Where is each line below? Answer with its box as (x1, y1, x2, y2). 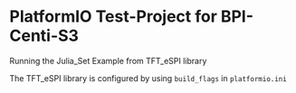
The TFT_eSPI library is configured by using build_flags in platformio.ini (9, 72, 287, 83)
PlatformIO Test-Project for (9, 6, 217, 27)
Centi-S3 (9, 25, 80, 46)
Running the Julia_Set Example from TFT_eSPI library (9, 55, 207, 66)
